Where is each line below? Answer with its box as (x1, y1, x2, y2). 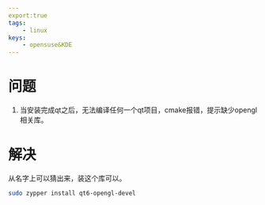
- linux (22, 26, 47, 34)
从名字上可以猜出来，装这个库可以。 (8, 173, 127, 183)
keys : (8, 33, 26, 42)
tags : (8, 19, 26, 27)
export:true (8, 11, 47, 20)
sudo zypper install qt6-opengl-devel (8, 189, 136, 197)
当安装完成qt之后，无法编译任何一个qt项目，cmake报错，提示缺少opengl (19, 105, 258, 115)
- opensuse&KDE (22, 41, 73, 49)
